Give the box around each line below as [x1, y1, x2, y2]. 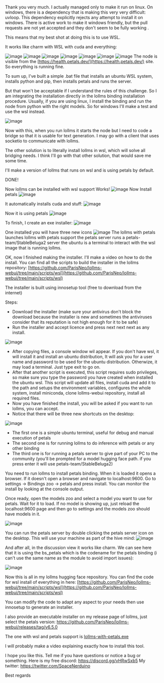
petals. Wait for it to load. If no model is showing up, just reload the [5, 501, 140, 507]
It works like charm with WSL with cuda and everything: [5, 44, 117, 49]
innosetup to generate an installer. [5, 604, 74, 610]
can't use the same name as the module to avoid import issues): [5, 555, 134, 561]
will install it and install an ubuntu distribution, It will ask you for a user [12, 354, 153, 359]
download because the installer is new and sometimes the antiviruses [12, 314, 152, 320]
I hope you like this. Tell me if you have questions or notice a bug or [5, 653, 141, 658]
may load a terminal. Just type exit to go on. [12, 364, 101, 370]
